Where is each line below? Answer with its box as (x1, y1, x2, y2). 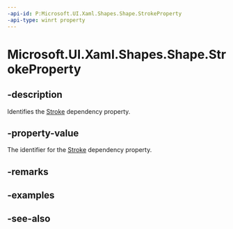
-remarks (7, 166, 49, 178)
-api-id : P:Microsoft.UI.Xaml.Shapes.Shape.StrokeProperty (7, 10, 182, 17)
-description (7, 89, 63, 101)
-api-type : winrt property (7, 17, 86, 24)
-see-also (7, 213, 51, 225)
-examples (7, 189, 55, 201)
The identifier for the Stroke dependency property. (7, 146, 152, 154)
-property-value (7, 127, 79, 139)
